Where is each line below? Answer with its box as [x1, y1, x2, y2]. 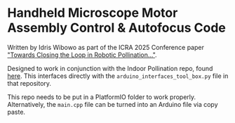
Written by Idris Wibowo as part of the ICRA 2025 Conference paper [7, 43, 205, 51]
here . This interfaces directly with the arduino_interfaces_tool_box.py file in [7, 72, 229, 80]
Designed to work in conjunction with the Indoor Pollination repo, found [7, 64, 213, 72]
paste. [7, 108, 26, 116]
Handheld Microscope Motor [7, 5, 178, 21]
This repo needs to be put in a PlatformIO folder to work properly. [7, 93, 196, 101]
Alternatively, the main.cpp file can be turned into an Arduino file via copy [7, 100, 219, 108]
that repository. [7, 79, 51, 87]
